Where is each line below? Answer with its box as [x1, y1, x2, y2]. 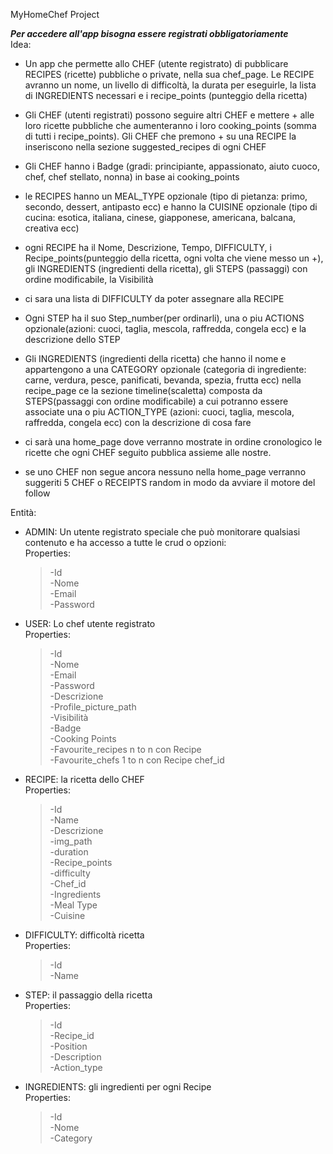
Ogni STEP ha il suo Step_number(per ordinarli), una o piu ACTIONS [24, 312, 305, 324]
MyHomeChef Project [10, 9, 100, 20]
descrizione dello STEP [24, 334, 121, 345]
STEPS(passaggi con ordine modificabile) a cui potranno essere [24, 395, 289, 407]
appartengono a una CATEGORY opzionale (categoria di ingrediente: [24, 364, 307, 375]
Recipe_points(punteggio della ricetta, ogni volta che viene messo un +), [24, 252, 324, 264]
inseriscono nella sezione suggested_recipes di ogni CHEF [24, 141, 267, 153]
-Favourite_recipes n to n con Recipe [49, 744, 202, 755]
